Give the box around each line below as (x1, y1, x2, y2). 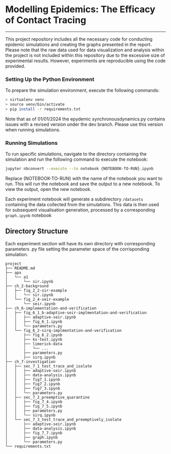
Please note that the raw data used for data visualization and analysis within (5, 47, 164, 53)
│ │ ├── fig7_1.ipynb (5, 377, 60, 382)
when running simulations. (5, 126, 61, 133)
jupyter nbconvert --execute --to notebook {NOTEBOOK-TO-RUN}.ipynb (5, 166, 154, 172)
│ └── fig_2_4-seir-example (5, 297, 70, 302)
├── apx (5, 270, 22, 275)
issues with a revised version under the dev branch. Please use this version (5, 121, 163, 127)
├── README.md (5, 266, 36, 271)
